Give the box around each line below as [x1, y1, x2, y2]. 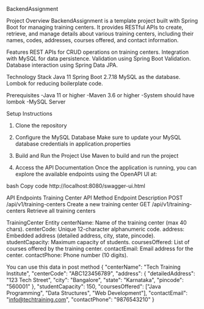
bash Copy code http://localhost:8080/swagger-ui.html [6, 182, 145, 189]
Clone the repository [15, 122, 67, 129]
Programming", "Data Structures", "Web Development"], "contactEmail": [6, 289, 188, 296]
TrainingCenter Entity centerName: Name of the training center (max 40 [6, 219, 188, 226]
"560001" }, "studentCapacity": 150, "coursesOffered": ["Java [6, 283, 161, 290]
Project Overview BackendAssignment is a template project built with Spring [6, 17, 199, 24]
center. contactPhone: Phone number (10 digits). [6, 251, 128, 259]
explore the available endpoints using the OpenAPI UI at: [15, 171, 158, 177]
